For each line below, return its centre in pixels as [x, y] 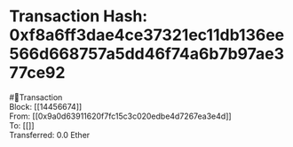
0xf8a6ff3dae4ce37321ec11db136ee [147, 35]
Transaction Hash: [79, 16]
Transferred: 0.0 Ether [50, 135]
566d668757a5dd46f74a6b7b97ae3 [146, 54]
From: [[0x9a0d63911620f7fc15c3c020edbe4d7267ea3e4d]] [121, 116]
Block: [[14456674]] [46, 106]
